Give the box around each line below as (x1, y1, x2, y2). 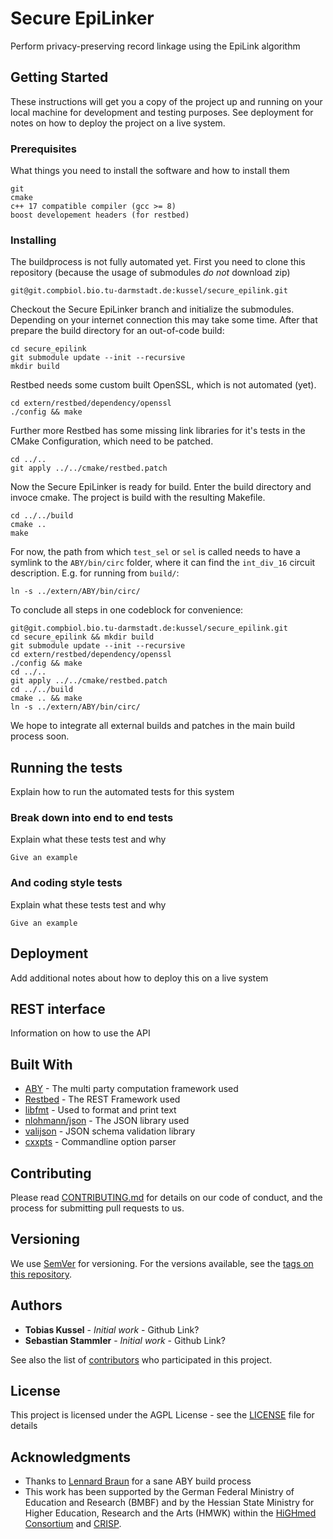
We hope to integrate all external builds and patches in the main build (10, 720, 296, 732)
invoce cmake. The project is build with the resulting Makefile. (10, 492, 266, 504)
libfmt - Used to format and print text (24, 1104, 177, 1116)
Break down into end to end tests (10, 811, 174, 825)
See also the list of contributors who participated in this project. (10, 1353, 273, 1366)
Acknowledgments (10, 1448, 132, 1466)
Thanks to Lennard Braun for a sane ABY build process (24, 1475, 252, 1487)
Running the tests (10, 759, 123, 776)
